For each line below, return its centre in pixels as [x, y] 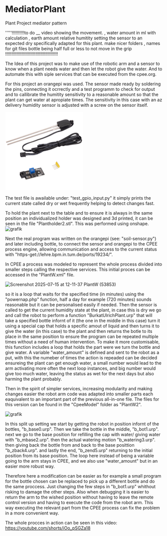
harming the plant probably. [34, 379]
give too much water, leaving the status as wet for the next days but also [80, 373]
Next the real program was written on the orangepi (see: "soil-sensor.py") [81, 239]
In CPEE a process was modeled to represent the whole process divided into [84, 264]
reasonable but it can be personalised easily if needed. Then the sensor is [81, 304]
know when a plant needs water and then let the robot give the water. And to [84, 69]
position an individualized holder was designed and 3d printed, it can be [79, 218]
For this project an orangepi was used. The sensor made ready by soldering [83, 84]
